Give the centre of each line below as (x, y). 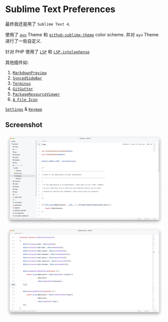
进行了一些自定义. (24, 41)
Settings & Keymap (24, 109)
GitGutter (23, 89)
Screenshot (24, 125)
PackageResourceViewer (36, 94)
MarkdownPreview (29, 73)
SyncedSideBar (27, 78)
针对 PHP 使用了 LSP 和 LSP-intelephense (48, 51)
